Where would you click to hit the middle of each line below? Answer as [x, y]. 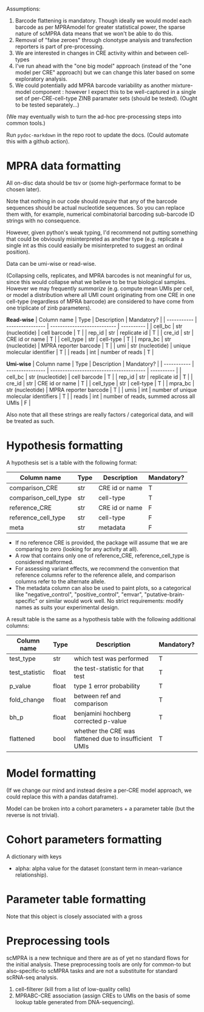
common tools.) [26, 123]
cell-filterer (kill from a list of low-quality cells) [73, 989]
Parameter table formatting [76, 899]
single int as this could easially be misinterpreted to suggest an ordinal [94, 245]
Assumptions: [23, 9]
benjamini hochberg [102, 713]
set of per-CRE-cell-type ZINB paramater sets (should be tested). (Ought [106, 98]
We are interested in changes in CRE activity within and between [96, 53]
